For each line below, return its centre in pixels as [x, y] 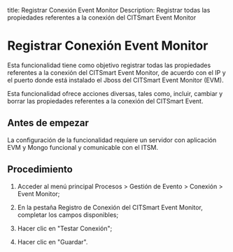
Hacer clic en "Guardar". [52, 241]
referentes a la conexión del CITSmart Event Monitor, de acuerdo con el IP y [116, 72]
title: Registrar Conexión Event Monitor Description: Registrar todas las [109, 10]
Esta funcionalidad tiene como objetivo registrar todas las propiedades [109, 65]
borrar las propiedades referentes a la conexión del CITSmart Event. [105, 101]
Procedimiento [40, 170]
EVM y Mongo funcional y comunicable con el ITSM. [83, 147]
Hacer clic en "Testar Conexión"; [65, 228]
